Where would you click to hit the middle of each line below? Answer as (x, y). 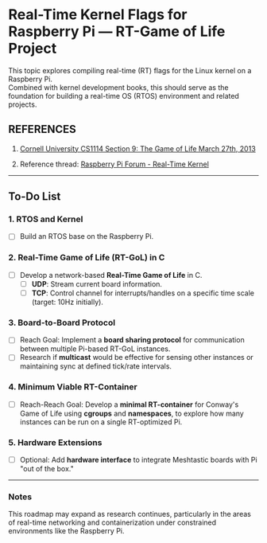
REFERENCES (43, 129)
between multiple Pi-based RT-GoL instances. (95, 349)
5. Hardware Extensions (55, 442)
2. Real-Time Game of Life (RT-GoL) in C (87, 258)
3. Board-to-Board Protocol (62, 322)
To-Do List (35, 197)
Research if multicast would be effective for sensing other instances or (137, 357)
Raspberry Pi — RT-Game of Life (117, 31)
